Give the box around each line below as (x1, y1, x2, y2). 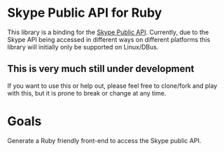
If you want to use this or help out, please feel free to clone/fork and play (7, 82, 218, 90)
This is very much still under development (7, 63, 195, 75)
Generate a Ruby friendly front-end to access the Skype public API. (7, 136, 202, 144)
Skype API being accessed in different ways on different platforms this (7, 35, 211, 43)
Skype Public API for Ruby (7, 5, 162, 21)
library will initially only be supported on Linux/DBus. (7, 43, 159, 51)
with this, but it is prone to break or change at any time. (7, 89, 167, 97)
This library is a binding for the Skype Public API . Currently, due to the (7, 28, 209, 36)
